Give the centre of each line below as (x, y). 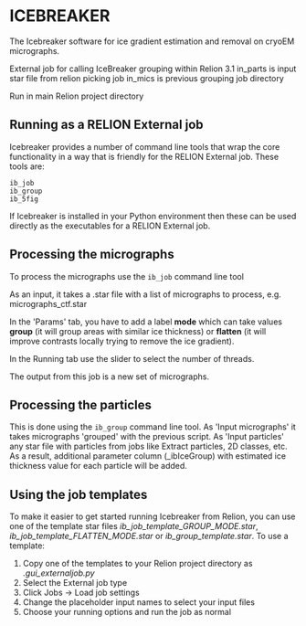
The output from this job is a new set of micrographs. (110, 377)
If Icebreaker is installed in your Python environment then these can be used (153, 216)
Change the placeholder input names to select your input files (139, 602)
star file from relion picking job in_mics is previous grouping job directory (147, 78)
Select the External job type (75, 583)
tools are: (27, 166)
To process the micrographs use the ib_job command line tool (127, 276)
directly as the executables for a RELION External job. (110, 226)
